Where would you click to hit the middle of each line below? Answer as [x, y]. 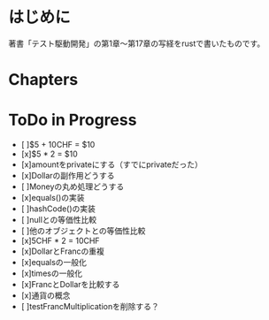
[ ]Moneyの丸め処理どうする [73, 187]
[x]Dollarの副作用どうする [68, 176]
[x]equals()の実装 [53, 198]
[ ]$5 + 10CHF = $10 [58, 145]
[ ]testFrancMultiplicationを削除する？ [90, 307]
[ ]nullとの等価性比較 [59, 220]
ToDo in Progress [73, 120]
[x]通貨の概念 [46, 295]
